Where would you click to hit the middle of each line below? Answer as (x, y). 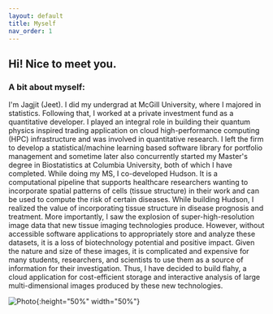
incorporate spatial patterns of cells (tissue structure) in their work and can (134, 191)
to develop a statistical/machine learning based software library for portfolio (135, 148)
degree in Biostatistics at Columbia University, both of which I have (121, 165)
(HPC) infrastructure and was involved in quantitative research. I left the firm (136, 140)
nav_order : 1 (30, 31)
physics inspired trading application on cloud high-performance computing (134, 131)
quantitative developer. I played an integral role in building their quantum (129, 122)
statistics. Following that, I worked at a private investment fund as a (121, 114)
